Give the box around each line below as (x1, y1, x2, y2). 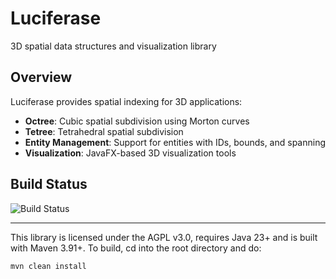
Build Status (10, 176, 88, 193)
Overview (10, 69, 73, 86)
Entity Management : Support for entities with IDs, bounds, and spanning (24, 136, 327, 148)
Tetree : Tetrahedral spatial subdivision (24, 125, 184, 137)
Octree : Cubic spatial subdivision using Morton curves (24, 115, 250, 127)
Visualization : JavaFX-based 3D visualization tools (24, 147, 237, 159)
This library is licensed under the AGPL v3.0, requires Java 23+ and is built (10, 231, 318, 243)
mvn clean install (10, 261, 87, 271)
